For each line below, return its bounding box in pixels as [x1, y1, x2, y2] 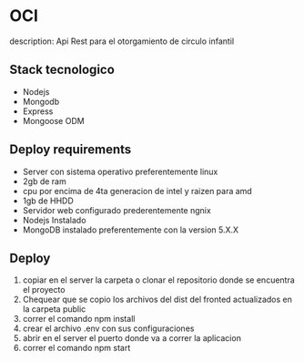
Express [22, 106, 54, 117]
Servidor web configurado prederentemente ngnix [22, 204, 211, 215]
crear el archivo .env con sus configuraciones [22, 323, 195, 334]
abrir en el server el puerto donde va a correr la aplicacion [22, 333, 241, 344]
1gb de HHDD [22, 195, 75, 206]
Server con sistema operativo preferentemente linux [22, 166, 218, 177]
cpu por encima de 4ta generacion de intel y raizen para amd [22, 185, 252, 196]
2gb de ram [22, 175, 66, 187]
